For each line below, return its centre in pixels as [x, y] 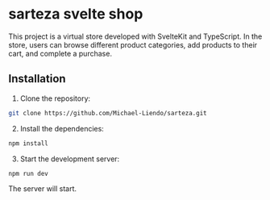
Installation [37, 79]
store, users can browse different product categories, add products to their [133, 44]
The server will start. [42, 189]
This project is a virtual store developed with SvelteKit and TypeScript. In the [135, 36]
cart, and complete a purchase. [60, 53]
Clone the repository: [55, 98]
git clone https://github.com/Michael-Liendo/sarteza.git [108, 113]
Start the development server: [70, 159]
